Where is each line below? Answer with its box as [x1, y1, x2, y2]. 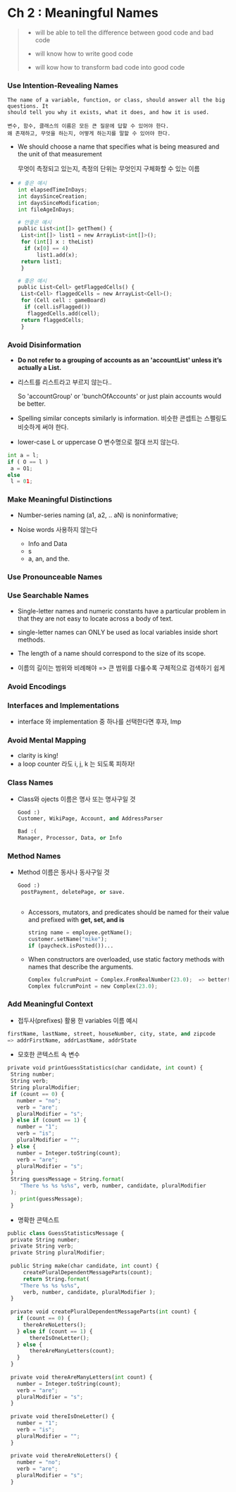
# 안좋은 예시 [17, 218, 51, 226]
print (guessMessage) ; [20, 1195, 83, 1202]
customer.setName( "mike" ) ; [27, 935, 108, 943]
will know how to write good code [35, 49, 134, 58]
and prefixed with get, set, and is [27, 916, 125, 924]
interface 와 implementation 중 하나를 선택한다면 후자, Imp [17, 717, 182, 726]
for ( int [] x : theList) [20, 238, 94, 246]
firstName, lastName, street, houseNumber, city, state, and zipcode [7, 1030, 216, 1037]
